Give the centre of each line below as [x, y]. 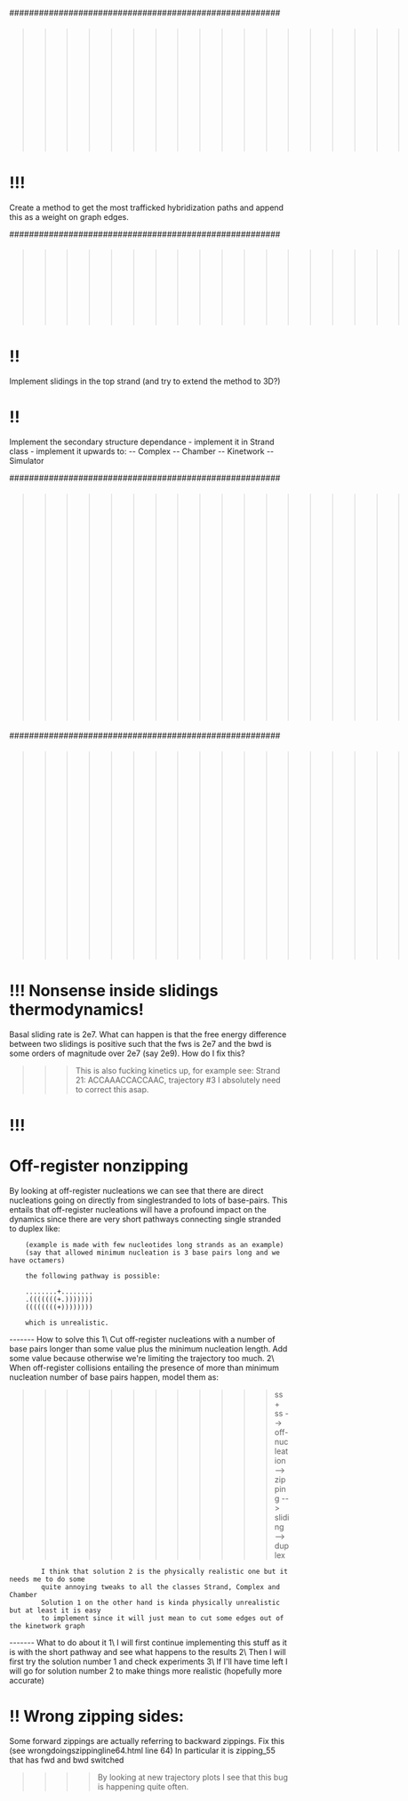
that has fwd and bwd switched [67, 1760]
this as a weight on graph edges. [69, 216]
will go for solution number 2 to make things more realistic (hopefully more [146, 1671]
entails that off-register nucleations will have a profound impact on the [138, 1209]
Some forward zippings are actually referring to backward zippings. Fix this [147, 1740]
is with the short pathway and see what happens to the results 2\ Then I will [148, 1651]
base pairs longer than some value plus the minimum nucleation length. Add [148, 1349]
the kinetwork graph [48, 1626]
